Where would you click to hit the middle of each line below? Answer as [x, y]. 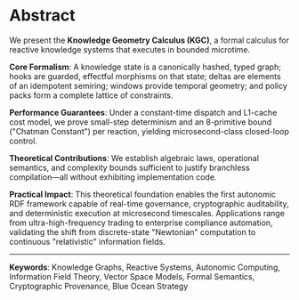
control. [24, 141]
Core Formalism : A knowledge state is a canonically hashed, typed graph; [145, 67]
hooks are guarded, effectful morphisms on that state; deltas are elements [145, 76]
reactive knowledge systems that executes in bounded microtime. [130, 49]
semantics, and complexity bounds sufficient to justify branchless [130, 167]
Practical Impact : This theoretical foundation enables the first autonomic [143, 194]
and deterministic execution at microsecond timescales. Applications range [147, 213]
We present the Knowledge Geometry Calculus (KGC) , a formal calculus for [149, 40]
